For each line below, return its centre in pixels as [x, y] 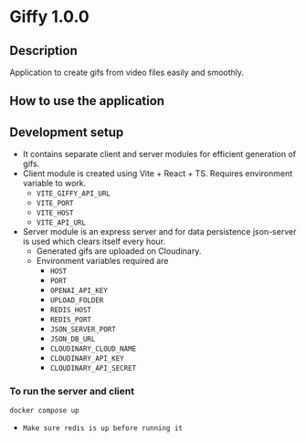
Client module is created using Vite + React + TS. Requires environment [158, 174]
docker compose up [44, 410]
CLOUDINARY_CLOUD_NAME [93, 349]
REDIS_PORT [70, 320]
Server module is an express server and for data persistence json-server [159, 232]
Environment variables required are [102, 261]
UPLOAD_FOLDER [77, 300]
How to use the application [87, 101]
